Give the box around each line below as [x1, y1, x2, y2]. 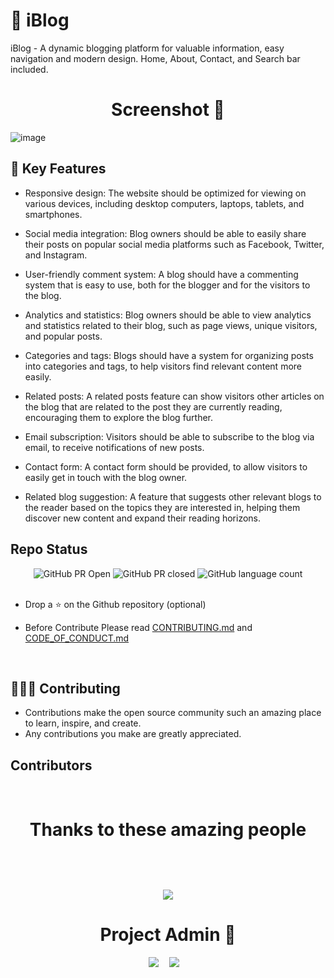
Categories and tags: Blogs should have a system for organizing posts [24, 349, 314, 361]
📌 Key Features [10, 160, 107, 178]
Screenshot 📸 [111, 99, 225, 121]
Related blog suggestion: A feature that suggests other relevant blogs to [24, 490, 322, 503]
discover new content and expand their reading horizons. [24, 512, 262, 524]
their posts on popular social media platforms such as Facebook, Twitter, [24, 238, 325, 250]
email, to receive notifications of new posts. [24, 441, 205, 453]
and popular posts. [24, 330, 103, 342]
